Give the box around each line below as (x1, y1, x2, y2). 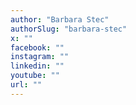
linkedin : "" (10, 61, 65, 71)
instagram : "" (10, 52, 70, 62)
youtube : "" (10, 71, 60, 81)
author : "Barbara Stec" (10, 14, 110, 25)
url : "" (10, 80, 43, 90)
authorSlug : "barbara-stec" (10, 24, 128, 34)
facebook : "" (10, 42, 65, 53)
